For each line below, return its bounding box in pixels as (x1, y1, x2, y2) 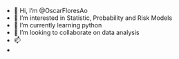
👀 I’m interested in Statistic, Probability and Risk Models (13, 14, 173, 22)
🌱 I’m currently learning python (13, 21, 102, 29)
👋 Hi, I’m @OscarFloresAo (13, 7, 88, 14)
